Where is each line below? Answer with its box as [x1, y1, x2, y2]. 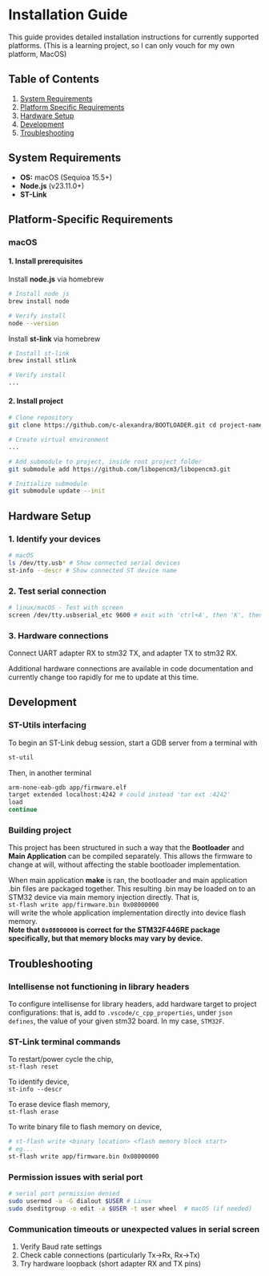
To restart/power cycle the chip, [8, 1055, 114, 1064]
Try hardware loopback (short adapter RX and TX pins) [19, 1259, 202, 1269]
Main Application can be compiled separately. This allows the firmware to [8, 852, 253, 861]
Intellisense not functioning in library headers [8, 981, 190, 992]
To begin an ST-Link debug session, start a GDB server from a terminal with [8, 738, 258, 747]
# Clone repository [8, 414, 74, 422]
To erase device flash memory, [8, 1100, 110, 1109]
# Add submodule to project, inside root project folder [8, 457, 203, 466]
